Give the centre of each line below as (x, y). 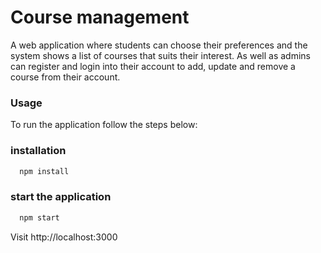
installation (38, 151)
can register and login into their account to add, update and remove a (153, 66)
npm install (44, 171)
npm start (39, 217)
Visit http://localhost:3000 (64, 237)
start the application (61, 197)
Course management (100, 17)
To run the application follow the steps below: (104, 125)
